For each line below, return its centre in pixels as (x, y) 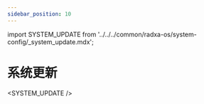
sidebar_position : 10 (39, 14)
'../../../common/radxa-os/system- (147, 34)
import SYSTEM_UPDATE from (52, 34)
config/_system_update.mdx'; (50, 42)
